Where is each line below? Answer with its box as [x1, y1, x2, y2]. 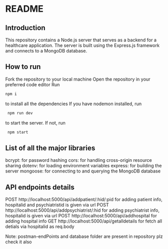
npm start [7, 130, 29, 135]
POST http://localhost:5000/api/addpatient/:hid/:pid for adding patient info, [5, 196, 163, 203]
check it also [5, 239, 32, 245]
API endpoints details [5, 183, 75, 191]
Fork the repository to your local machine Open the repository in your [5, 76, 151, 82]
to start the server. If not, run [5, 119, 66, 126]
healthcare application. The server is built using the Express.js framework [5, 42, 160, 48]
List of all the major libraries [5, 143, 96, 152]
